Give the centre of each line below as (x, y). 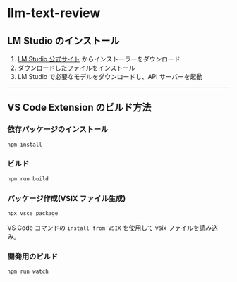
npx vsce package (33, 214)
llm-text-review (54, 13)
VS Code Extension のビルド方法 (79, 108)
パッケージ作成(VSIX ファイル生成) (67, 198)
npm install (25, 145)
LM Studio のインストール (63, 41)
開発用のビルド (33, 257)
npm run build (28, 179)
